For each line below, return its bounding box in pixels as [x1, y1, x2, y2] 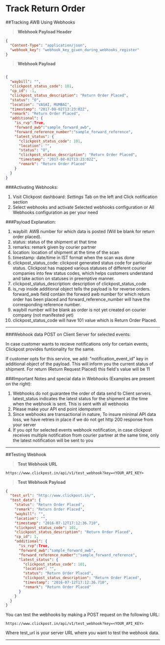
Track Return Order [5, 3, 85, 14]
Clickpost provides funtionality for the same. [5, 346, 95, 352]
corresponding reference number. [12, 301, 81, 307]
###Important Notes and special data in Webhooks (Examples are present [5, 376, 155, 381]
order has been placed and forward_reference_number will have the [12, 296, 150, 302]
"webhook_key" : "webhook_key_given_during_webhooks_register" [10, 47, 140, 52]
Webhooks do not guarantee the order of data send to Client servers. [12, 390, 152, 396]
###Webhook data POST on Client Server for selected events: [5, 331, 131, 337]
